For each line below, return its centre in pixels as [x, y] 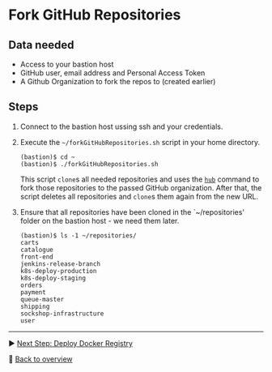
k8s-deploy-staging [53, 278]
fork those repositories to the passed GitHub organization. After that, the [141, 187]
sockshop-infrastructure [62, 314]
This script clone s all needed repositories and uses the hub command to [140, 179]
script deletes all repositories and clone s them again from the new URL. [139, 196]
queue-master [42, 299]
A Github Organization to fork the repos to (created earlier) [118, 81]
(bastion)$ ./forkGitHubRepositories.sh [89, 164]
